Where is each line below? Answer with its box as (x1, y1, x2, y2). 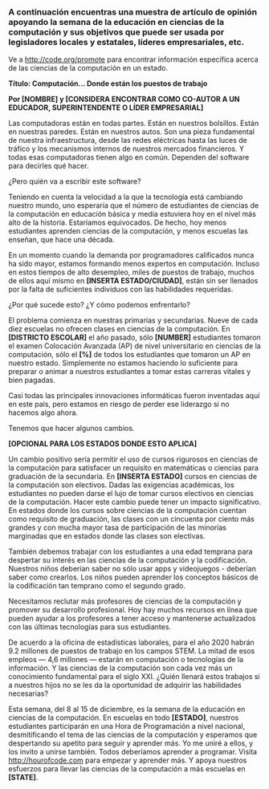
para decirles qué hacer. (8, 161, 89, 171)
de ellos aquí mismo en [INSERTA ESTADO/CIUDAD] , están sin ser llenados (8, 276, 259, 286)
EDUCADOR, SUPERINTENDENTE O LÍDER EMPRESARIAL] (8, 103, 204, 112)
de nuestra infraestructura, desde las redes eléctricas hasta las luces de (8, 136, 247, 145)
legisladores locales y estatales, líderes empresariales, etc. (8, 36, 245, 47)
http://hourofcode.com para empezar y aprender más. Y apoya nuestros (8, 755, 247, 765)
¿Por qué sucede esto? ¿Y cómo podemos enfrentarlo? (8, 300, 190, 310)
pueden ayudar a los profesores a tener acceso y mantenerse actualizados (8, 613, 256, 624)
